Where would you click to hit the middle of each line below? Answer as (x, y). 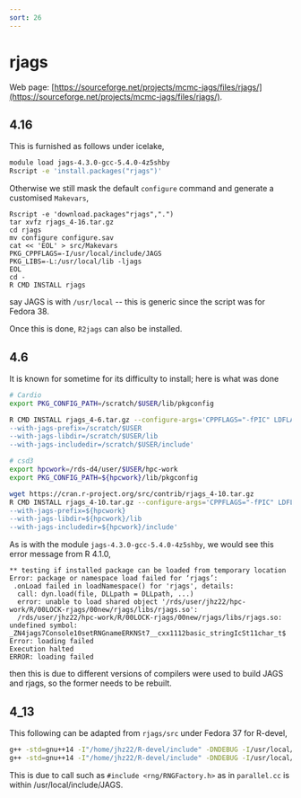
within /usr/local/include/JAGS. (66, 785)
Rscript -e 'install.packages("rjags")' (86, 172)
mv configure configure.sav (62, 238)
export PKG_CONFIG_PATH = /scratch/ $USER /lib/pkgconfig (112, 403)
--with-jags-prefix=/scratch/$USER (76, 428)
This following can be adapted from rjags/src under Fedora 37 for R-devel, (149, 733)
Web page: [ (32, 87)
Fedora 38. (29, 312)
